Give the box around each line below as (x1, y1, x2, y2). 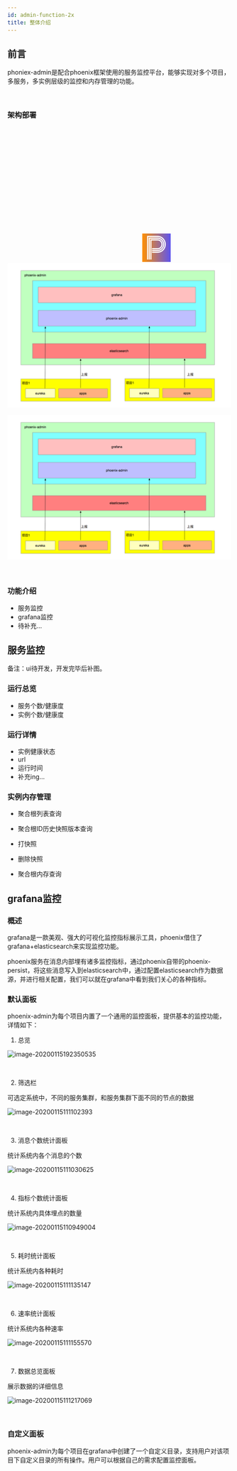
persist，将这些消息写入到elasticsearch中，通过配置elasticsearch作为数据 (7, 966, 224, 975)
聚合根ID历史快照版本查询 (17, 825, 93, 833)
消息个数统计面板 (17, 1136, 68, 1145)
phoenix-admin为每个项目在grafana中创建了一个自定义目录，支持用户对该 (7, 1446, 224, 1455)
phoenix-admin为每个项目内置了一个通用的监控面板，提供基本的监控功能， (7, 1012, 226, 1021)
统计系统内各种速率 (7, 1325, 64, 1333)
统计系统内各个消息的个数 (7, 1151, 82, 1160)
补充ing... (17, 772, 45, 781)
